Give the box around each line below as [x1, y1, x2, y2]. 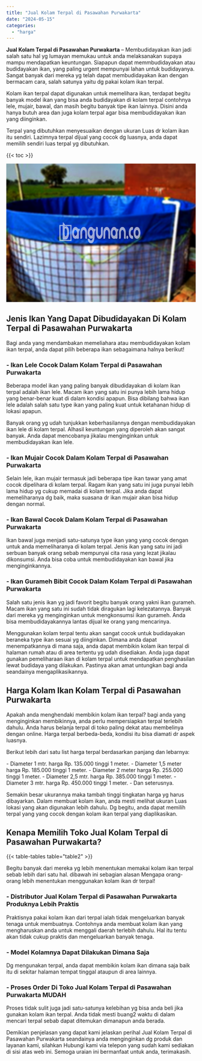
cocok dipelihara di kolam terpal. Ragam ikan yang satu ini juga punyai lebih [6, 481, 194, 489]
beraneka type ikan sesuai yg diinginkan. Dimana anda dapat [6, 636, 158, 643]
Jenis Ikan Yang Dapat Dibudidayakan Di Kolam [6, 314, 187, 324]
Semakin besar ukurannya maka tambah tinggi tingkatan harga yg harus [6, 791, 185, 798]
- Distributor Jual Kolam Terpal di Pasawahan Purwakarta [6, 893, 177, 901]
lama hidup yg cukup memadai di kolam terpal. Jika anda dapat [6, 487, 163, 495]
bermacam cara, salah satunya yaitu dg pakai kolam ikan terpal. [6, 78, 164, 86]
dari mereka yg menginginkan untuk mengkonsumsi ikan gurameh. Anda [6, 611, 186, 618]
